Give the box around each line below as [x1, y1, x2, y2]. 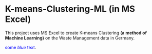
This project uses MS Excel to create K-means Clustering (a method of [5, 30, 147, 36]
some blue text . [5, 44, 37, 50]
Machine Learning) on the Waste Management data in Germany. [5, 35, 135, 41]
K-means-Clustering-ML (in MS [5, 3, 135, 15]
